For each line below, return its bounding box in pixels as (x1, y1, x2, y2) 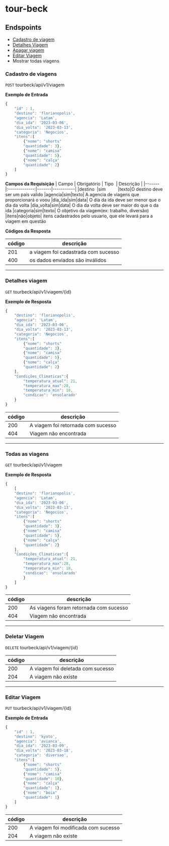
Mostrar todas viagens (12, 58, 59, 64)
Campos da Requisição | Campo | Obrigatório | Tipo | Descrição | (5, 181, 143, 187)
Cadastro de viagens (5, 70, 57, 77)
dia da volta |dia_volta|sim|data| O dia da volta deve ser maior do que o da (5, 202, 159, 208)
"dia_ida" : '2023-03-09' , (14, 743, 69, 749)
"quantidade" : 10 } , (23, 776, 64, 781)
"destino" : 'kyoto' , (14, 734, 57, 739)
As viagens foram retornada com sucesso (29, 605, 128, 612)
